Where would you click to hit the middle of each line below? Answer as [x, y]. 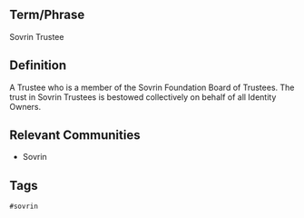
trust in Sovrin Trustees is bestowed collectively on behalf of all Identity [143, 97]
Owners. [25, 106]
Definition [38, 66]
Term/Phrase [47, 15]
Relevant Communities [75, 135]
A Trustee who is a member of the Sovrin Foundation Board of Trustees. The [152, 87]
